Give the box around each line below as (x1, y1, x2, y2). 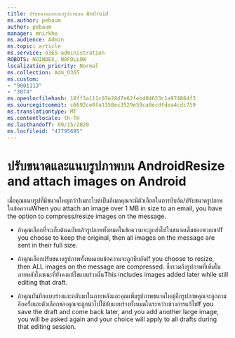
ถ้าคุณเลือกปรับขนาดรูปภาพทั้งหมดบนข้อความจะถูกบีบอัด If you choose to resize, (17, 255, 215, 263)
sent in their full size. (17, 241, 79, 250)
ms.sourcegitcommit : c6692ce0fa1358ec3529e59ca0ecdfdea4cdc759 (7, 102, 196, 109)
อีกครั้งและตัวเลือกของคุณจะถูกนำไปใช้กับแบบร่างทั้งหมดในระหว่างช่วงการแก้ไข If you (17, 299, 214, 309)
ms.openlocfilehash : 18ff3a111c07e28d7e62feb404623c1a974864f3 (7, 95, 196, 102)
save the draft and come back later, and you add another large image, (17, 308, 220, 316)
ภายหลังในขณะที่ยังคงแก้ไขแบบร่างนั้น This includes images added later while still (17, 271, 229, 279)
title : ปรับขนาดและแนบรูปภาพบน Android (7, 10, 109, 18)
